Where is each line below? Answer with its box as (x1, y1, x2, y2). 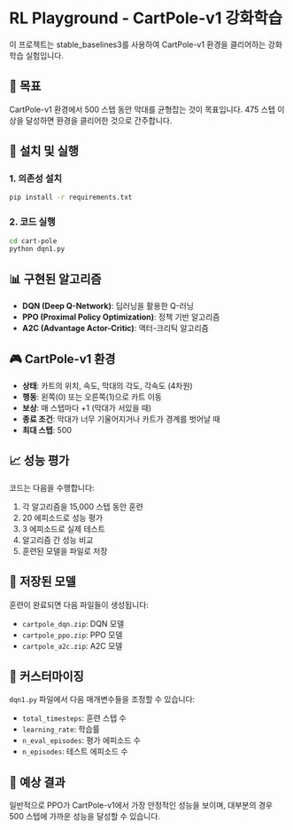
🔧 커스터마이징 (9, 669, 84, 684)
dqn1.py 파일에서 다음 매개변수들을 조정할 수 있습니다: (9, 694, 196, 705)
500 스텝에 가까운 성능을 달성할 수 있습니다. (9, 811, 161, 822)
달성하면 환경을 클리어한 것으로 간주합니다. (25, 115, 173, 125)
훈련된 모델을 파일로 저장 (21, 545, 108, 556)
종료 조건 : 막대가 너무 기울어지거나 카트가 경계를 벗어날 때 (21, 414, 220, 424)
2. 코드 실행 (9, 216, 56, 228)
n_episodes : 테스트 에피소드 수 (21, 747, 128, 757)
